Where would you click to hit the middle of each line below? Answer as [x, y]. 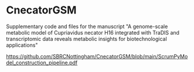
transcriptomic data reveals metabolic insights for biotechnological [86, 39]
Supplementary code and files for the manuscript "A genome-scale [87, 26]
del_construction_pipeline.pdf [42, 63]
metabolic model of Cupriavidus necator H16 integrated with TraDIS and [93, 32]
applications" [22, 45]
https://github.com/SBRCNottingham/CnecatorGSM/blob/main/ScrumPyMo [97, 56]
